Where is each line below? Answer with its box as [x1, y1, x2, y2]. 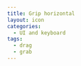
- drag [13, 42, 32, 49]
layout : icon [7, 16, 45, 23]
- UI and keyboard [13, 29, 67, 36]
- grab [13, 49, 32, 56]
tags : [7, 36, 23, 43]
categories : [7, 23, 41, 30]
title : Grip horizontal [7, 10, 76, 17]
